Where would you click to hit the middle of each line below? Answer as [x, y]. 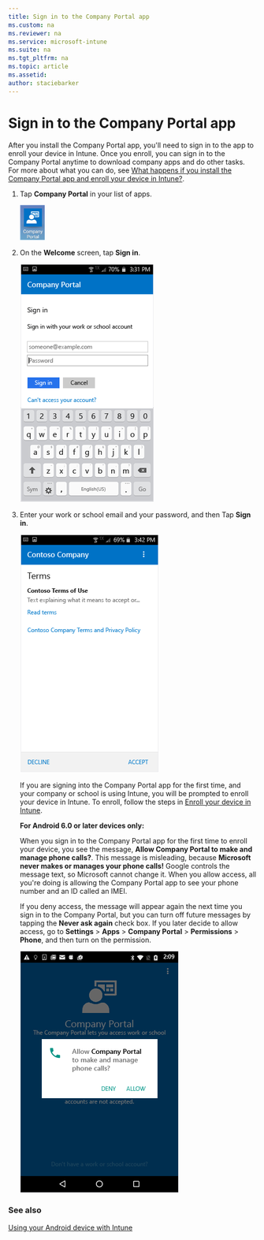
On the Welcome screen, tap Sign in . [80, 252]
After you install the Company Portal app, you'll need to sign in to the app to [131, 145]
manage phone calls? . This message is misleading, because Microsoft [135, 857]
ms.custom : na [32, 25]
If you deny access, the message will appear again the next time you [131, 906]
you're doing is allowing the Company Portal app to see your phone [129, 882]
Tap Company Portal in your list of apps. [86, 194]
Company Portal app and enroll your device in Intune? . [97, 178]
